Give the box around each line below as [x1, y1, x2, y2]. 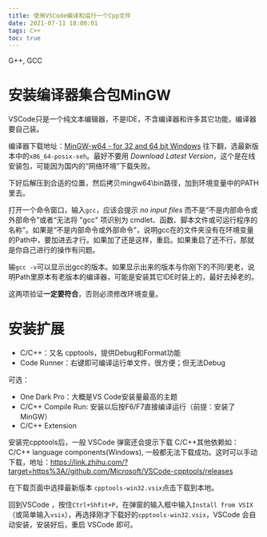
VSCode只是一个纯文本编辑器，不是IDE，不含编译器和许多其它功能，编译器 [8, 114, 257, 124]
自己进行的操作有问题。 [22, 245, 100, 255]
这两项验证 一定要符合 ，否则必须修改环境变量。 [8, 289, 162, 299]
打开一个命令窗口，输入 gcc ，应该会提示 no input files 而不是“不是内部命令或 [8, 205, 258, 215]
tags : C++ [8, 26, 42, 34]
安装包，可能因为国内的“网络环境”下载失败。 [8, 161, 155, 171]
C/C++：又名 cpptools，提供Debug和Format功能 [19, 348, 181, 358]
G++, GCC [8, 56, 42, 66]
